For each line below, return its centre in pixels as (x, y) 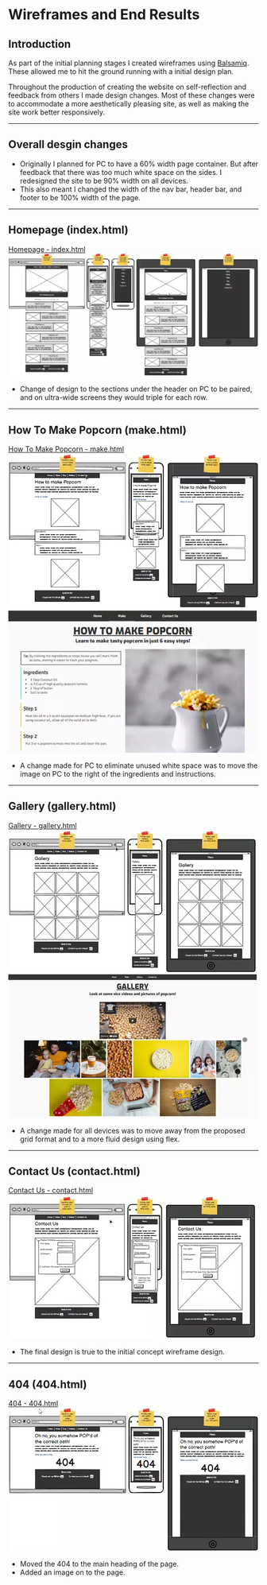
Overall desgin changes (68, 145)
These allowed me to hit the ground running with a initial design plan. (121, 72)
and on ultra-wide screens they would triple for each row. (114, 397)
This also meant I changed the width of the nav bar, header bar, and (131, 189)
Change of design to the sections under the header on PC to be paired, (136, 389)
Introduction (40, 44)
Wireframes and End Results (104, 15)
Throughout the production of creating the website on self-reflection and (128, 87)
